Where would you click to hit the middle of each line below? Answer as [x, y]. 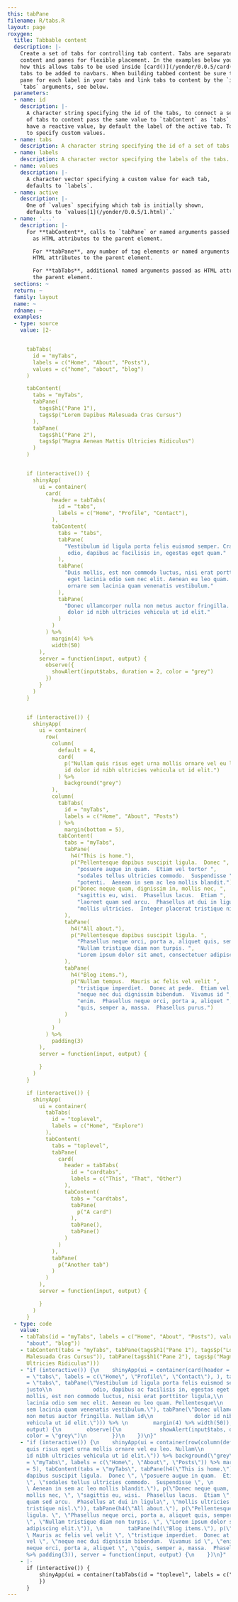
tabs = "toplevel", [81, 1146]
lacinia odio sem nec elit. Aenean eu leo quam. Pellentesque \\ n [124, 1403]
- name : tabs [33, 139]
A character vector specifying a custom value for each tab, [118, 179]
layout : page [27, 27]
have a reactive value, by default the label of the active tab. [124, 126]
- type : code [33, 1324]
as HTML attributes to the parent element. [98, 239]
